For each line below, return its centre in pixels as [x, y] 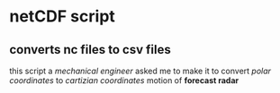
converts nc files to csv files [90, 50]
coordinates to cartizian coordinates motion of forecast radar [124, 80]
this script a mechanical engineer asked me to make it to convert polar [140, 71]
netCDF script [62, 17]
